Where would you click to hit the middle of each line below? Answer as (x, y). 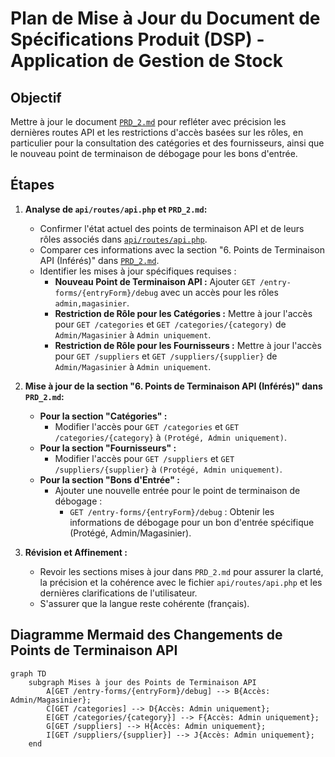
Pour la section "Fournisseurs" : (108, 448)
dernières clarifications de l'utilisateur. (118, 593)
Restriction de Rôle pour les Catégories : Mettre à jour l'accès (183, 313)
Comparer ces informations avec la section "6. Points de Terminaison (182, 249)
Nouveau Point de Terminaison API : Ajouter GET (155, 281)
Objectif (36, 97)
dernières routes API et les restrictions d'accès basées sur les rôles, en (157, 132)
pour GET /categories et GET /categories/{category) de (170, 324)
